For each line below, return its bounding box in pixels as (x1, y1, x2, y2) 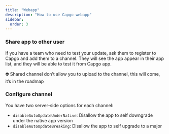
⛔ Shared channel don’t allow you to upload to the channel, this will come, (5, 71, 160, 77)
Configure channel (5, 91, 52, 98)
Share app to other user (5, 39, 65, 46)
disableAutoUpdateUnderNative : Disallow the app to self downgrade (12, 112, 153, 118)
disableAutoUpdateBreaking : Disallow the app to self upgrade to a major (12, 123, 162, 129)
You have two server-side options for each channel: (5, 102, 114, 108)
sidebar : (5, 17, 24, 22)
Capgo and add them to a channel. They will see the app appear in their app (5, 55, 164, 61)
